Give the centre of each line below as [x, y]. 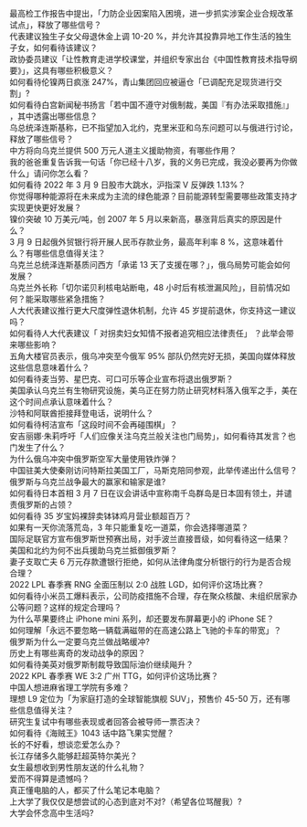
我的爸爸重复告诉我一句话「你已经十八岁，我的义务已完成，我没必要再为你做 [153, 162]
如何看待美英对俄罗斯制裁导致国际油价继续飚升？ [101, 664]
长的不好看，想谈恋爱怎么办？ [65, 744]
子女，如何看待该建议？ [53, 48]
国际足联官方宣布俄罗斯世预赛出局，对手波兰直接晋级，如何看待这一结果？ [149, 539]
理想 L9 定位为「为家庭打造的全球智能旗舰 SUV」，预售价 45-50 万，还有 [146, 699]
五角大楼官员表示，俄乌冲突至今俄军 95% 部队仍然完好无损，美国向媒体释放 [153, 356]
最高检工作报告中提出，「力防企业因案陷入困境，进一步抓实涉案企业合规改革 [152, 13]
